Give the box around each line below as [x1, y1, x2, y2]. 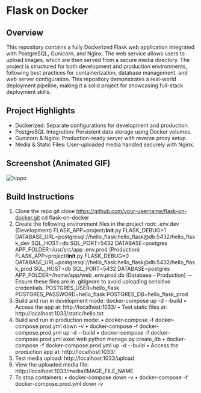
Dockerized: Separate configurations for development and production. [14, 122, 190, 129]
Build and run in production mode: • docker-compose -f [14, 317, 154, 324]
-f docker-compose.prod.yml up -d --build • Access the [39, 342, 179, 349]
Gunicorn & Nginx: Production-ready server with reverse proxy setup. [14, 134, 188, 141]
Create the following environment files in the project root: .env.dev [14, 220, 179, 227]
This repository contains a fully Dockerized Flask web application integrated [6, 43, 195, 51]
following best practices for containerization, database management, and [6, 69, 188, 76]
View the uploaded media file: [14, 361, 89, 368]
